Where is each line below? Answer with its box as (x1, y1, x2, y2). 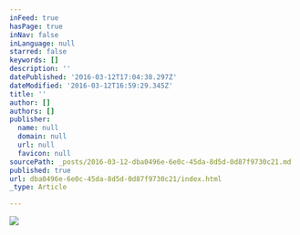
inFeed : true (9, 13, 59, 23)
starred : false (9, 47, 67, 56)
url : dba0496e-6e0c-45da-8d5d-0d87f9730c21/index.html (9, 174, 222, 183)
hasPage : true (9, 22, 64, 31)
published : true (9, 166, 71, 175)
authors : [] (9, 107, 55, 116)
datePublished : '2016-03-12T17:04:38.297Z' (9, 73, 178, 82)
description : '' (9, 65, 71, 74)
